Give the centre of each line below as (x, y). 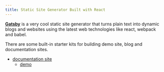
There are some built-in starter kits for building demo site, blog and (74, 44)
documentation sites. (27, 49)
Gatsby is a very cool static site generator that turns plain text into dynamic (82, 24)
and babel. (16, 34)
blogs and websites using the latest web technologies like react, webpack (81, 29)
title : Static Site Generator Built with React (55, 10)
